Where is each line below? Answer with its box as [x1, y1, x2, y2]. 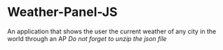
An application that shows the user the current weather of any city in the [7, 27, 217, 35]
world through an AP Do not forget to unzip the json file [7, 34, 167, 42]
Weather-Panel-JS [7, 4, 118, 20]
